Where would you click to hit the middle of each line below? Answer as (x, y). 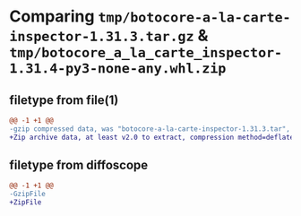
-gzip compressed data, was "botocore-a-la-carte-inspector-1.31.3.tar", (150, 129)
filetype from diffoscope (79, 165)
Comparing (52, 17)
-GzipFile (28, 194)
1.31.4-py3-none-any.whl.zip (118, 69)
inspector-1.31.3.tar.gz (102, 37)
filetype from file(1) (64, 100)
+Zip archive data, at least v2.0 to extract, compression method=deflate (152, 137)
